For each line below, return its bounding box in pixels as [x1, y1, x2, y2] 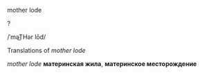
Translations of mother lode [7, 47, 86, 54]
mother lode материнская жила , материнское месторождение [7, 60, 197, 68]
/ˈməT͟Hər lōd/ [7, 33, 46, 41]
